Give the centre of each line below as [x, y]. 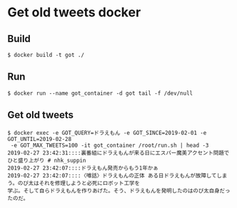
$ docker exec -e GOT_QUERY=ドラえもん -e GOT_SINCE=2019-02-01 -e [107, 132]
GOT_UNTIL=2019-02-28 [40, 139]
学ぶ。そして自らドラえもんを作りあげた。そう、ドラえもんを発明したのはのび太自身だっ [119, 191]
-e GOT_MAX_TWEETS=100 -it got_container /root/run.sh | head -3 [110, 145]
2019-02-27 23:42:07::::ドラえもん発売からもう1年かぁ [83, 168]
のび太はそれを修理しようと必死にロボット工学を [79, 183]
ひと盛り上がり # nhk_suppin [47, 160]
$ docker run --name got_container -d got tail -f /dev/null [100, 93]
